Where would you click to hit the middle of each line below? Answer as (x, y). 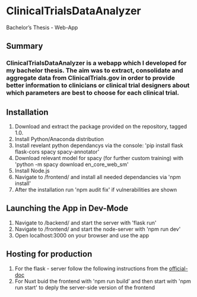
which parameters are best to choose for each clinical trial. (93, 93)
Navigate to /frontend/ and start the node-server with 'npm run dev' (98, 229)
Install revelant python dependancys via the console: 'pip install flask (99, 146)
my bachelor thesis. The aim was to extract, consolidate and (95, 71)
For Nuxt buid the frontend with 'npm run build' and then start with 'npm (103, 281)
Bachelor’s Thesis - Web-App (42, 27)
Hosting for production (49, 254)
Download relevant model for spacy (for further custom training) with (99, 158)
